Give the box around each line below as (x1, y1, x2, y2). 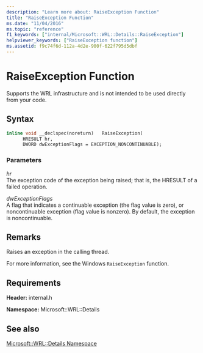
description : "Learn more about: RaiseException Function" (6, 9, 160, 15)
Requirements (6, 278, 61, 288)
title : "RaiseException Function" (6, 15, 94, 21)
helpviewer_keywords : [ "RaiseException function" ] (6, 37, 138, 43)
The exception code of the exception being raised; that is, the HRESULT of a (6, 176, 198, 184)
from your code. (6, 96, 47, 103)
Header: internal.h (6, 294, 53, 302)
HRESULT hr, (22, 136, 53, 142)
